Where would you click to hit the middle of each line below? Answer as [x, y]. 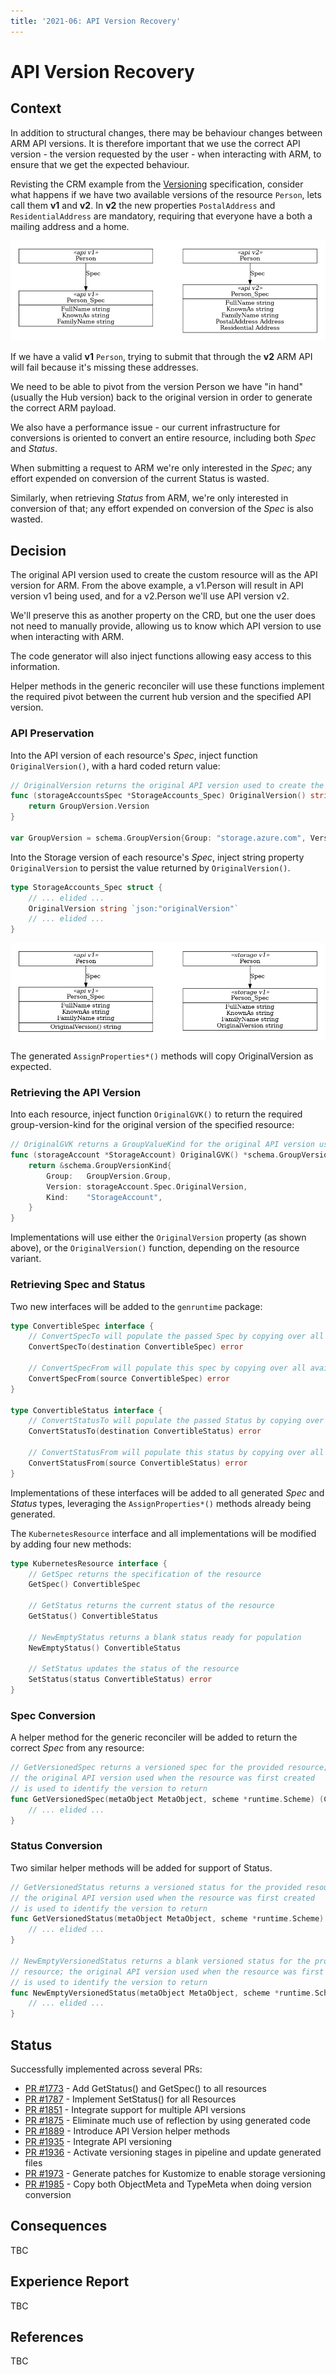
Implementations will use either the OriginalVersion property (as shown [158, 1237]
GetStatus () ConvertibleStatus [93, 1616]
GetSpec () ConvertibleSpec [84, 1585]
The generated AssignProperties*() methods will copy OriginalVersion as [162, 1056]
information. [35, 667]
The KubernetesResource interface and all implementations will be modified [163, 1533]
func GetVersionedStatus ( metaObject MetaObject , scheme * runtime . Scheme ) [167, 1919]
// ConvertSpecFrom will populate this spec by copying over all [167, 1368]
